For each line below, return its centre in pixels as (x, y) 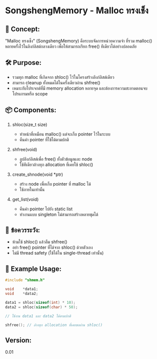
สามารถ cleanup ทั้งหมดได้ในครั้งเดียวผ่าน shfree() (56, 82)
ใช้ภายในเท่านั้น (32, 189)
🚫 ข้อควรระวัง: (23, 230)
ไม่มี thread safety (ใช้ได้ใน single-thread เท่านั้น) (58, 253)
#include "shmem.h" (25, 280)
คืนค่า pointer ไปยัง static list (46, 209)
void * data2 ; (22, 294)
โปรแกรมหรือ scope (30, 94)
